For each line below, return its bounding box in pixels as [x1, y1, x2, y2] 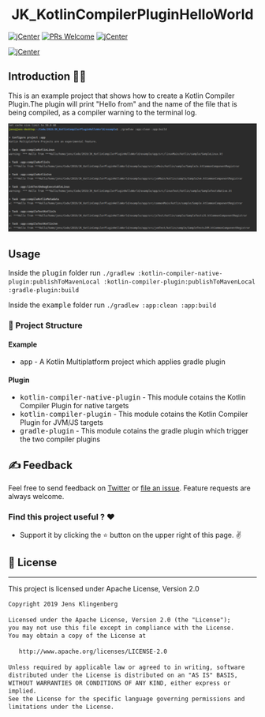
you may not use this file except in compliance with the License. [8, 624, 235, 633]
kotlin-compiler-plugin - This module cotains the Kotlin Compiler [19, 409, 248, 419]
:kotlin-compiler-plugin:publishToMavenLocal [103, 278, 256, 286]
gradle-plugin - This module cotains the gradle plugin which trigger [19, 426, 249, 436]
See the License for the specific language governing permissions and [8, 695, 245, 704]
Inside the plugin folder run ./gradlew [8, 268, 135, 278]
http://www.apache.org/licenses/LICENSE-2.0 [18, 648, 168, 656]
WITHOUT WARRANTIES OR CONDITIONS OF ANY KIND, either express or [8, 679, 231, 688]
